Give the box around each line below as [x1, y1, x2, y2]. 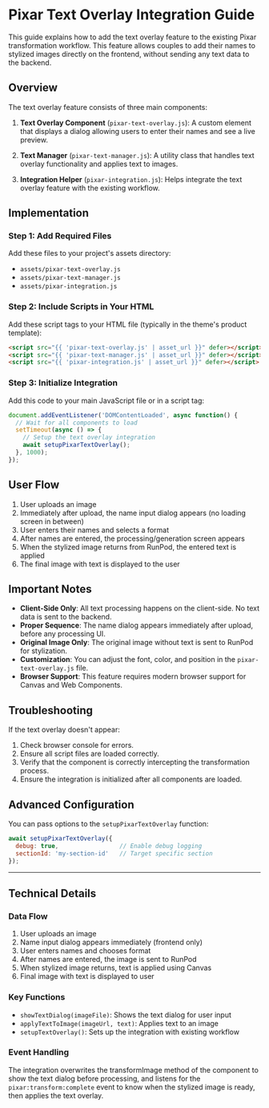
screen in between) [19, 516, 84, 526]
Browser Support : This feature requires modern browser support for [19, 672, 247, 681]
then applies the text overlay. [8, 1090, 104, 1100]
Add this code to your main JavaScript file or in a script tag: [8, 396, 205, 405]
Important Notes [8, 582, 92, 595]
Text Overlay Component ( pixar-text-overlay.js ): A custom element [19, 118, 252, 128]
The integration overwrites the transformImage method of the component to [8, 1065, 259, 1074]
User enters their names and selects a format [19, 525, 170, 534]
